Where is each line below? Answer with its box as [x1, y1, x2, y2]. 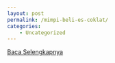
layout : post [7, 10, 44, 17]
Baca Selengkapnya [7, 48, 64, 56]
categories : [7, 23, 41, 29]
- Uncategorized [19, 29, 66, 36]
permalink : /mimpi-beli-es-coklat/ [7, 16, 109, 23]
